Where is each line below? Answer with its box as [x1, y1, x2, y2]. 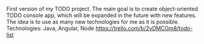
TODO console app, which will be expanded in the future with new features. [6, 12, 197, 19]
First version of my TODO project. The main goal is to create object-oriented [6, 5, 199, 12]
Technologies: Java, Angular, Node [6, 24, 95, 32]
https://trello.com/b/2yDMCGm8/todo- [95, 24, 193, 32]
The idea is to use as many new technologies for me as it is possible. [6, 18, 180, 25]
